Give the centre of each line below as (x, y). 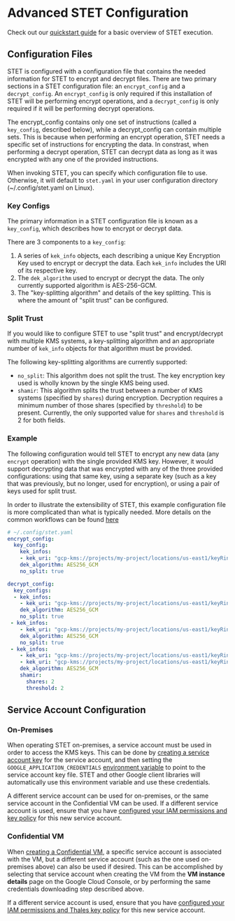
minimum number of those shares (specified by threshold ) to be (110, 406)
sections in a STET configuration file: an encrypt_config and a (96, 86)
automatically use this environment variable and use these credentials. (109, 782)
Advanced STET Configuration (98, 13)
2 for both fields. (41, 420)
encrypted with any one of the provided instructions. (83, 159)
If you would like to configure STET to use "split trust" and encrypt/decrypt (115, 333)
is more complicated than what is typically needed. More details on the (109, 512)
